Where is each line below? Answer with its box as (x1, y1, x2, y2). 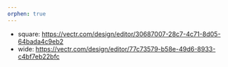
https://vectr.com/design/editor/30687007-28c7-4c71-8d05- (41, 30, 221, 38)
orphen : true (7, 10, 46, 18)
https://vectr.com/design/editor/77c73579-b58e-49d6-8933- (35, 44, 216, 53)
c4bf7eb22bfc (17, 52, 60, 61)
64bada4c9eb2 (17, 37, 64, 46)
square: (17, 30, 41, 38)
